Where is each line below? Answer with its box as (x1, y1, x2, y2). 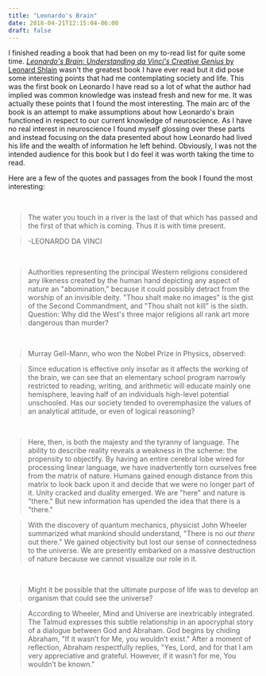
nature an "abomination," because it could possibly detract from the (27, 284, 250, 294)
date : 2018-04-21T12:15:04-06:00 (8, 19, 119, 27)
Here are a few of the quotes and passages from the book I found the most (8, 173, 253, 183)
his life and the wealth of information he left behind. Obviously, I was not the (8, 141, 257, 151)
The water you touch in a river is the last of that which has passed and (27, 212, 258, 223)
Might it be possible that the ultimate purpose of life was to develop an (27, 585, 259, 595)
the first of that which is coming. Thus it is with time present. (27, 221, 226, 231)
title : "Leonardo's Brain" (8, 11, 98, 20)
